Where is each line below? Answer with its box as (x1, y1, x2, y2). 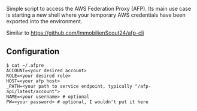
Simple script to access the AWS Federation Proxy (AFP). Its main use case (6, 5, 192, 12)
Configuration (6, 47, 60, 57)
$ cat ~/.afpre (6, 62, 44, 68)
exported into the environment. (6, 18, 83, 24)
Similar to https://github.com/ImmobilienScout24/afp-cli (6, 29, 144, 36)
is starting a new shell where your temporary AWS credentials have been (6, 11, 186, 18)
